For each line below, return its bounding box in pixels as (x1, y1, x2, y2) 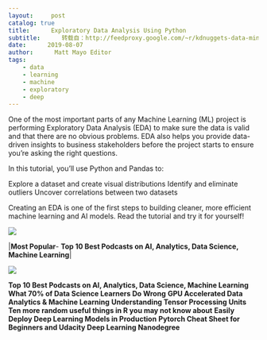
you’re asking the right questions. (8, 149, 118, 158)
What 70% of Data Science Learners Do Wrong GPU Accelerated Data (8, 289, 243, 299)
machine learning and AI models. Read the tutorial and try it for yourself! (8, 211, 245, 221)
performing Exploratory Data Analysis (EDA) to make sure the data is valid (8, 123, 250, 133)
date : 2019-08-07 (8, 41, 83, 49)
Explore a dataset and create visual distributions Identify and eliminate (8, 180, 238, 189)
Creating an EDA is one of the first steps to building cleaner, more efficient (8, 203, 252, 213)
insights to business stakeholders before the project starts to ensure (30, 140, 254, 149)
